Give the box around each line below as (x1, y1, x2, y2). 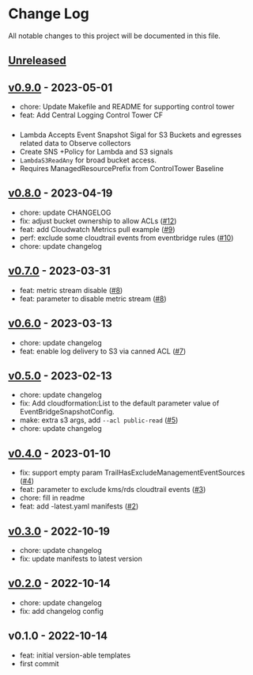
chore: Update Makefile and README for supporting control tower (19, 102, 235, 112)
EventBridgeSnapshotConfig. (19, 407, 115, 417)
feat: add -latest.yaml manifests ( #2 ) (19, 501, 139, 511)
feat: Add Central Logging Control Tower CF (19, 110, 164, 120)
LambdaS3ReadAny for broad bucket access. (19, 155, 157, 165)
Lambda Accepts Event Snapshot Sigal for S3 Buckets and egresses (19, 130, 242, 139)
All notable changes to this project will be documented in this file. (8, 31, 221, 40)
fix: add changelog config (19, 606, 104, 616)
